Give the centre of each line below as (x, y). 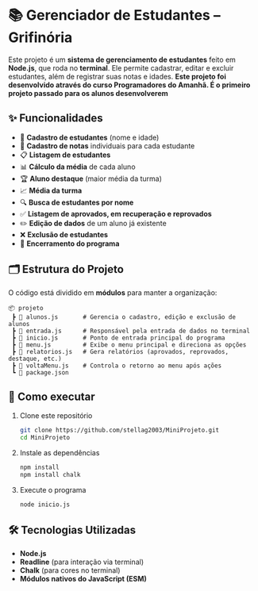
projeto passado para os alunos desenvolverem (88, 93)
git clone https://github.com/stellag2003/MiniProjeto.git (119, 430)
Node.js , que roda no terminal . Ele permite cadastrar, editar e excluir (121, 67)
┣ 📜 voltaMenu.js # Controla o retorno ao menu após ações (117, 366)
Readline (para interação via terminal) (82, 562)
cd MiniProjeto (45, 438)
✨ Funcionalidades (56, 119)
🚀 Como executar (52, 396)
